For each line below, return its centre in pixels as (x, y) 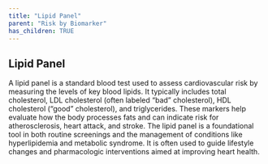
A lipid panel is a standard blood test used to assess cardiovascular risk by (133, 83)
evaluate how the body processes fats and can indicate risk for (114, 117)
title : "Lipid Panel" (45, 16)
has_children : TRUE (41, 31)
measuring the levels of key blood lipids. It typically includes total (117, 92)
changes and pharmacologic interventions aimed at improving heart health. (134, 152)
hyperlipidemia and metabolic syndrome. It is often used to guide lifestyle (131, 143)
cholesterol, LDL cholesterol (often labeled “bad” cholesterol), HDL (120, 100)
